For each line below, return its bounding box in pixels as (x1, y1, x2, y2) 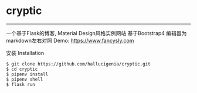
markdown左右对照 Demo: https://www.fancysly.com (6, 37, 134, 44)
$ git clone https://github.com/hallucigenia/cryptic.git (6, 61, 151, 67)
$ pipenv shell (6, 76, 43, 82)
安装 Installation (6, 49, 45, 56)
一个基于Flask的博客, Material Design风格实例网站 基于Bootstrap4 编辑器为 (6, 29, 187, 36)
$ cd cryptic (6, 66, 38, 72)
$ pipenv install (6, 71, 49, 77)
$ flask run (6, 81, 35, 87)
